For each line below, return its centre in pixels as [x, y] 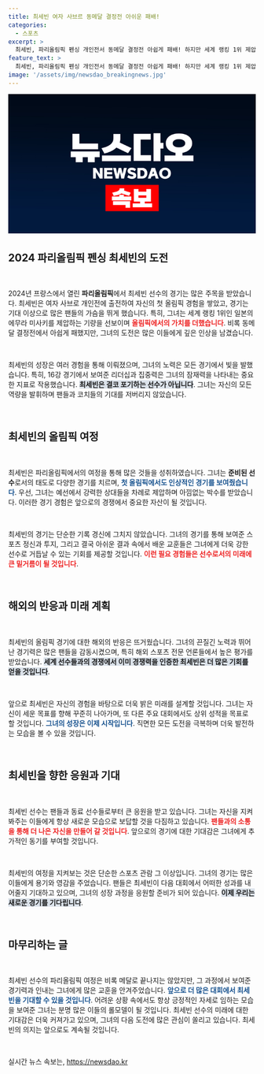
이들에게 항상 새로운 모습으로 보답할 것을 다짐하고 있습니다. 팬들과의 [133, 821]
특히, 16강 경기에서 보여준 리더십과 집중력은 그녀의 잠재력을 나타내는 [135, 375]
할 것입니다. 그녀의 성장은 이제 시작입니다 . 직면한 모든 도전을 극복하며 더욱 [121, 723]
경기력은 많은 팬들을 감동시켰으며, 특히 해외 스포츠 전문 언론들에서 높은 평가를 [135, 652]
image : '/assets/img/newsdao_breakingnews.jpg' [88, 75]
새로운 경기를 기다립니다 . [46, 902]
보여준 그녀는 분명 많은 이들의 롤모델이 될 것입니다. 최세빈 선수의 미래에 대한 [132, 1010]
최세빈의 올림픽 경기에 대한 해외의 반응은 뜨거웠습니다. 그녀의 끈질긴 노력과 [123, 641]
